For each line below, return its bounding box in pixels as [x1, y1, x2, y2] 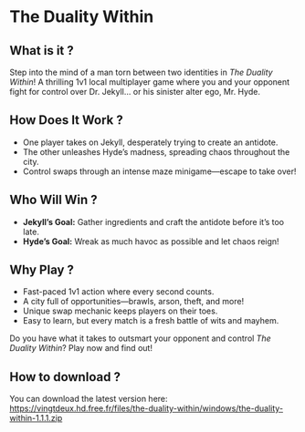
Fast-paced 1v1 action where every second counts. [22, 286, 215, 297]
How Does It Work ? [9, 112, 123, 129]
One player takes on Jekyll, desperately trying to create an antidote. [22, 137, 279, 148]
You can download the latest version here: [9, 394, 168, 405]
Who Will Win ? [9, 192, 98, 208]
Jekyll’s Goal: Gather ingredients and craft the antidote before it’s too [22, 216, 285, 227]
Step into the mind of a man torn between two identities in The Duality [9, 67, 273, 77]
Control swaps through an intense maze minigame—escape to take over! [22, 166, 297, 177]
